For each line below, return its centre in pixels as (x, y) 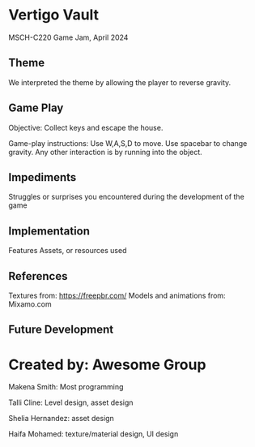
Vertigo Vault (54, 15)
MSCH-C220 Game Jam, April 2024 (68, 37)
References (38, 276)
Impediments (42, 177)
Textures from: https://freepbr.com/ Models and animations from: (117, 295)
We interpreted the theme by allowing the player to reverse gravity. (120, 82)
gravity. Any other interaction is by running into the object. (105, 152)
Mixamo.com (30, 304)
